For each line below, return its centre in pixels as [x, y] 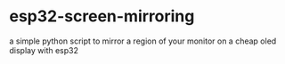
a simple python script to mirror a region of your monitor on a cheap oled [143, 41]
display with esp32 [44, 50]
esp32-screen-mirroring [102, 16]
